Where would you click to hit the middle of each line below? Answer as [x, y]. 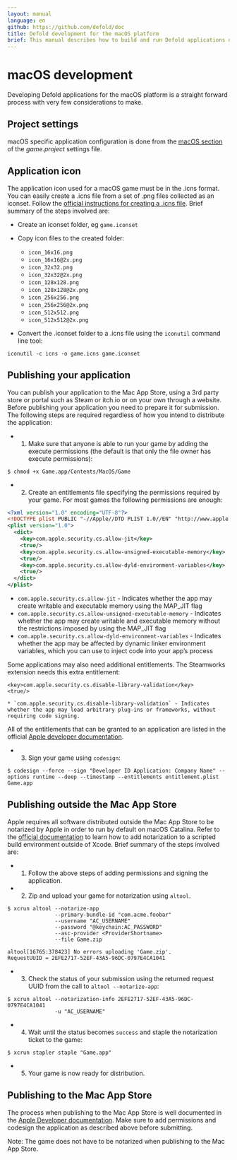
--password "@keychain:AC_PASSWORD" [108, 927]
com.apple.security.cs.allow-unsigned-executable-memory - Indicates [119, 613]
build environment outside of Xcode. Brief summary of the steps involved [114, 844]
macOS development [70, 75]
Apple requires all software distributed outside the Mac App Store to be [111, 821]
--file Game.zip [78, 939]
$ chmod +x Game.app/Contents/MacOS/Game [69, 471]
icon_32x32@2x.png [55, 275]
